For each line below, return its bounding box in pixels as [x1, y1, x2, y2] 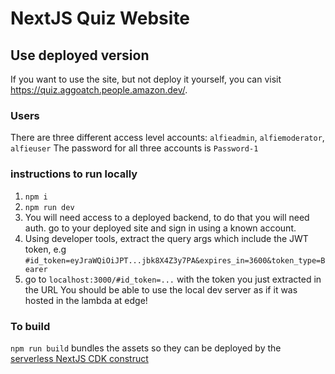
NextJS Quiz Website [10, 7, 191, 30]
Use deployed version [10, 47, 150, 64]
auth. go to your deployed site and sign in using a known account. [24, 222, 297, 234]
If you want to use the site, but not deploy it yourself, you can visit [10, 73, 282, 85]
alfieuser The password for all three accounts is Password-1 [10, 142, 259, 154]
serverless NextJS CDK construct [10, 352, 149, 364]
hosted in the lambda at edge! [24, 294, 148, 306]
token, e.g [24, 243, 67, 255]
